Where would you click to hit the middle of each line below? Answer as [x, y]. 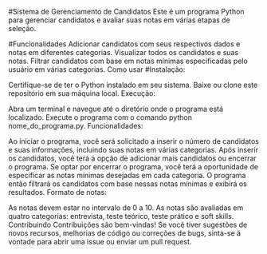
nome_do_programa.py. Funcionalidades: [76, 126]
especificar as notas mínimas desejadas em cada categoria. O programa [127, 175]
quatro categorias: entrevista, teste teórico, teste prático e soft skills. [121, 216]
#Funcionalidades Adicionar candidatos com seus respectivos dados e [124, 44]
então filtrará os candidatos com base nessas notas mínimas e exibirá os [128, 184]
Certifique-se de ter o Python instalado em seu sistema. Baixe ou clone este [133, 85]
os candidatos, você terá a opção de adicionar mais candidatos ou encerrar [132, 158]
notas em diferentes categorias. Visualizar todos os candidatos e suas [124, 52]
